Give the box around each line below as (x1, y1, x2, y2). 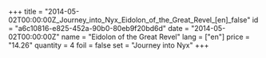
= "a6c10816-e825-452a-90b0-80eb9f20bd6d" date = (8, 24, 190, 33)
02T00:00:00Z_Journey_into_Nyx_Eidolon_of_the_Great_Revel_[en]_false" (8, 15, 251, 25)
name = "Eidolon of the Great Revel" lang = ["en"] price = (61, 32, 250, 41)
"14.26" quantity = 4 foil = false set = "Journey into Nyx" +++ (8, 41, 209, 50)
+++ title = (8, 7, 44, 16)
